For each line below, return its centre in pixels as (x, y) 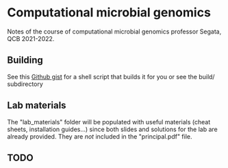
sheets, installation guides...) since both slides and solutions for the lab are (112, 129)
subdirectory (25, 84)
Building (25, 60)
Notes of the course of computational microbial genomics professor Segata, (114, 31)
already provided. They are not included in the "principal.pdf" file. (100, 136)
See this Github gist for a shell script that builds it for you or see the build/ (111, 76)
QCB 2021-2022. (31, 38)
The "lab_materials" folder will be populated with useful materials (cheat (109, 122)
